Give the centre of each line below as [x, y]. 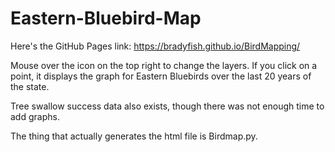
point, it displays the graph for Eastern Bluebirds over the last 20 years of [161, 76]
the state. [30, 86]
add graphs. [35, 116]
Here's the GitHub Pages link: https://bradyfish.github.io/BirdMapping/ [155, 46]
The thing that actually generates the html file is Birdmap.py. [134, 136]
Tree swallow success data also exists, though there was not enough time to [167, 106]
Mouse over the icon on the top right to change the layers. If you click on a [164, 65]
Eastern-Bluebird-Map [106, 18]
